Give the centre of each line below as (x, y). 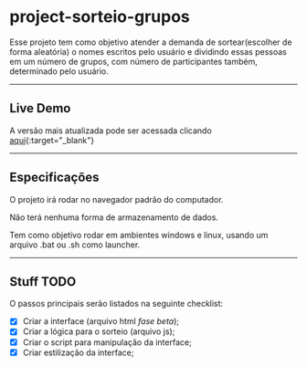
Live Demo (40, 108)
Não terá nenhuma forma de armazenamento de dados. (114, 217)
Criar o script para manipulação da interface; (107, 342)
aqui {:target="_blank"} (52, 140)
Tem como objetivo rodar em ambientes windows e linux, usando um (139, 235)
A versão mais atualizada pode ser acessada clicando (111, 131)
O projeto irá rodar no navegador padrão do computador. (116, 199)
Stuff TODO (43, 282)
